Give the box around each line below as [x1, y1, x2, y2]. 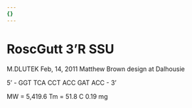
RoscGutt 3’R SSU [6, 40, 114, 57]
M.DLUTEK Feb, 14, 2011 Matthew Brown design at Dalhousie [6, 65, 186, 73]
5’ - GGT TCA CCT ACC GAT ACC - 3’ [6, 78, 117, 87]
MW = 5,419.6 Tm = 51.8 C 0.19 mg [6, 92, 108, 100]
